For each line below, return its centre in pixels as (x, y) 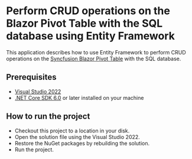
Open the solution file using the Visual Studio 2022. (77, 137)
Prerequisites (31, 77)
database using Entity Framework (91, 36)
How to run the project (48, 116)
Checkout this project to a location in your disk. (72, 131)
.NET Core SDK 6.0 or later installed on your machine (79, 98)
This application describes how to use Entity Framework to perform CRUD (96, 52)
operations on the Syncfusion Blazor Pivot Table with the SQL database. (94, 59)
